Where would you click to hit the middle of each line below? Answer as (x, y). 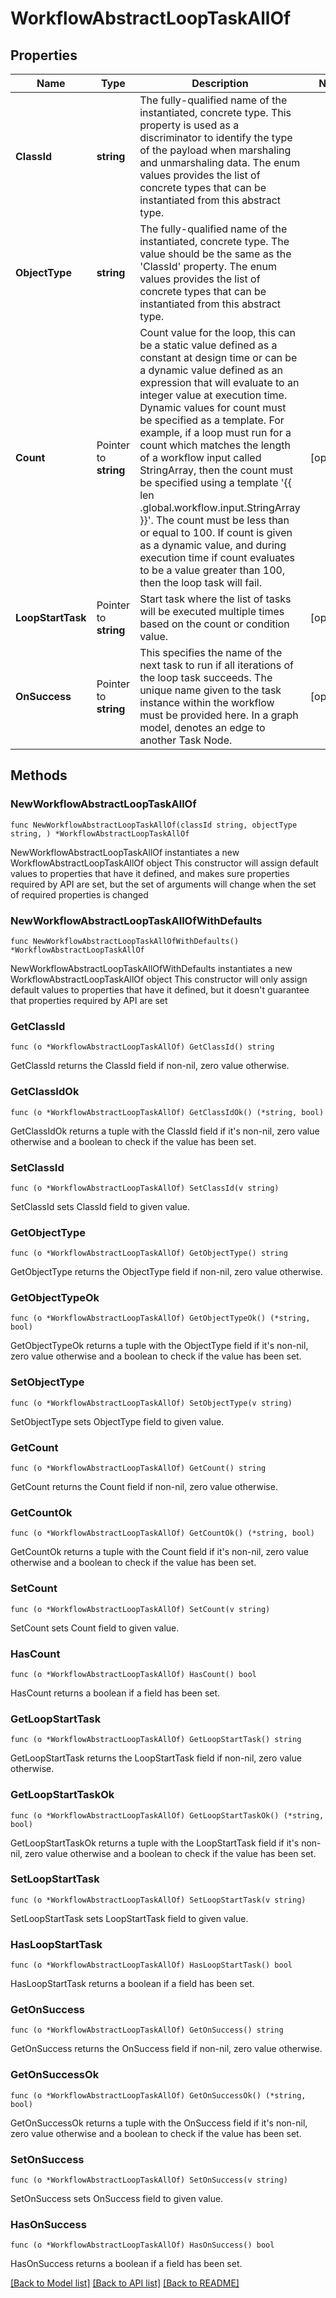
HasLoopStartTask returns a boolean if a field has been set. (132, 1984)
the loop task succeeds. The (206, 677)
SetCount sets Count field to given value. (95, 1628)
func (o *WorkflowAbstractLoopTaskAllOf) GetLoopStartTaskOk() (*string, (167, 1815)
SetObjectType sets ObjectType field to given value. (117, 1421)
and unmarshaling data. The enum (220, 162)
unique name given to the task (210, 690)
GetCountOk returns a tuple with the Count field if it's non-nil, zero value (160, 1552)
